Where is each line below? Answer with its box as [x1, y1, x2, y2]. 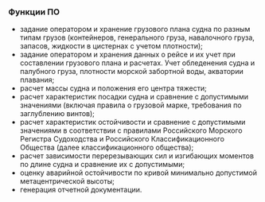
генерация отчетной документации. [19, 185, 142, 195]
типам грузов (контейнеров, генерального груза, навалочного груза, [19, 33, 255, 42]
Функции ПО [8, 6, 60, 17]
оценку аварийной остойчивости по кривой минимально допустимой [19, 168, 257, 177]
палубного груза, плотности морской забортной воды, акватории [19, 67, 244, 76]
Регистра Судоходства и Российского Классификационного [19, 134, 225, 144]
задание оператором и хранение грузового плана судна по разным [19, 25, 251, 34]
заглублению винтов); [19, 109, 95, 118]
